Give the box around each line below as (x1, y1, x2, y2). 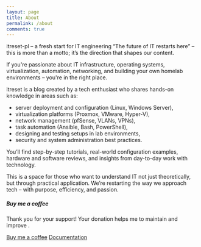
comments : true (6, 26, 45, 32)
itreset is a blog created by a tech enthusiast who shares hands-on (6, 86, 174, 93)
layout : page (6, 9, 40, 15)
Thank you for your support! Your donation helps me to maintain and (6, 215, 178, 223)
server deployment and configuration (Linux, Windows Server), (15, 104, 174, 112)
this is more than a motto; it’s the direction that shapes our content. (6, 49, 175, 57)
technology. (6, 161, 37, 168)
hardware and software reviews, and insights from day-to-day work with (6, 155, 188, 162)
